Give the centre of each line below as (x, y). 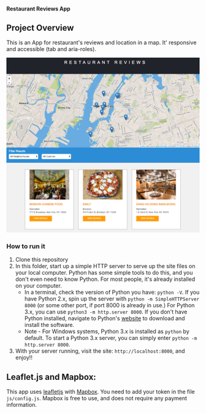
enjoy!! (24, 358)
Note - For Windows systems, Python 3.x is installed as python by (107, 331)
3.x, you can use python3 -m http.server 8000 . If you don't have (106, 312)
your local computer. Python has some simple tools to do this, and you (104, 273)
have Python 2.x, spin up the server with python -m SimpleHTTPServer (112, 299)
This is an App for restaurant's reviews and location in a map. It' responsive (101, 42)
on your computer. (39, 286)
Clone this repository (42, 260)
